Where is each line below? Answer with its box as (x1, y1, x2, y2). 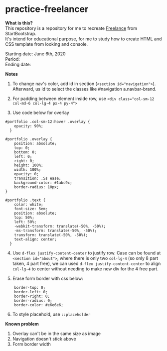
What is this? (5, 20, 33, 26)
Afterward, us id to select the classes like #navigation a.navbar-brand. (12, 86, 157, 92)
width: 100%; (14, 167, 41, 172)
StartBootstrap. (5, 30, 36, 36)
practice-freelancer (5, 3, 89, 15)
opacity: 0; (14, 171, 39, 176)
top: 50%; (14, 215, 35, 220)
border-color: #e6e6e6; (14, 302, 64, 307)
